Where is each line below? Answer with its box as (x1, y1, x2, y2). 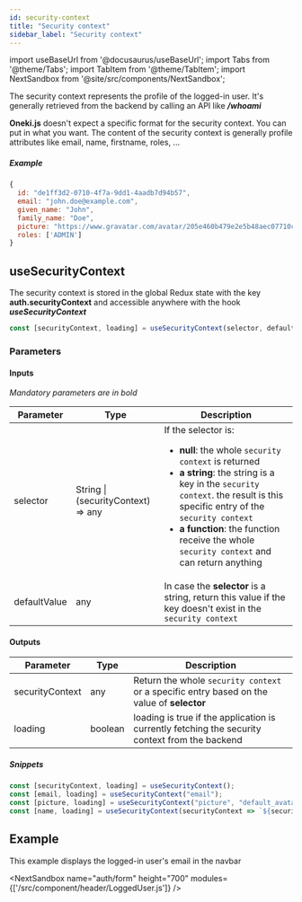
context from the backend (133, 734, 243, 747)
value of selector (133, 697, 207, 710)
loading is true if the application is (133, 712, 276, 724)
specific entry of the (179, 500, 265, 513)
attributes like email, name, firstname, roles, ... (9, 137, 181, 148)
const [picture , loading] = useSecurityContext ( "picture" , (9, 799, 235, 808)
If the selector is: (164, 424, 235, 437)
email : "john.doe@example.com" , (17, 197, 139, 207)
